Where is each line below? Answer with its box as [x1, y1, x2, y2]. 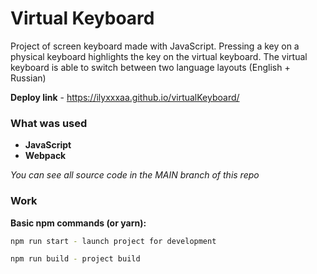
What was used [10, 116, 88, 130]
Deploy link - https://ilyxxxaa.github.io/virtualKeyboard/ [10, 91, 240, 103]
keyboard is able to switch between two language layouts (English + [10, 61, 291, 73]
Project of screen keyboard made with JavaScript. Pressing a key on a [10, 40, 300, 52]
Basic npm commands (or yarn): [10, 217, 147, 229]
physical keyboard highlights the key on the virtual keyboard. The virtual [10, 50, 308, 62]
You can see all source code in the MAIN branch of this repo [10, 169, 260, 181]
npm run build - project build [10, 254, 141, 264]
